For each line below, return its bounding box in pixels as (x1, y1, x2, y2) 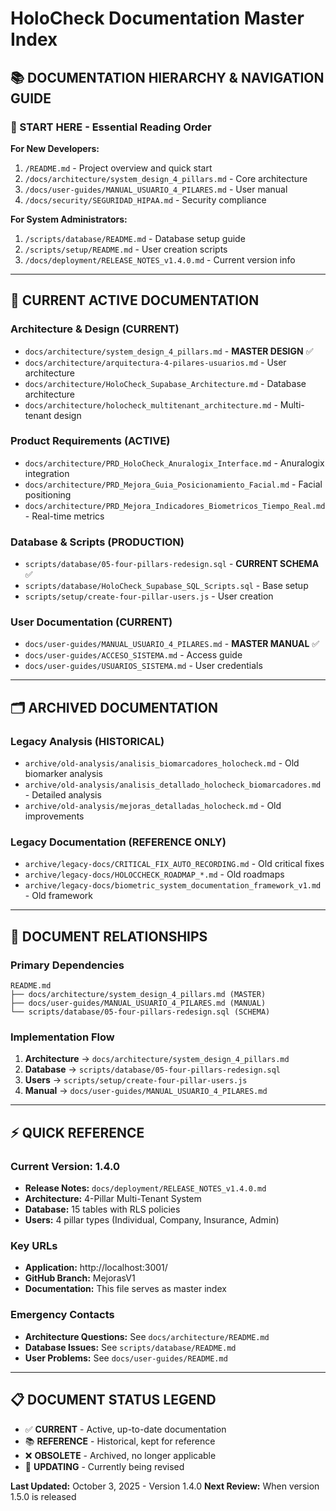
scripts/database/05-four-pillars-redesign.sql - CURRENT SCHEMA (24, 558, 320, 570)
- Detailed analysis (24, 789, 102, 801)
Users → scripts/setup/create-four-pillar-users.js (24, 1074, 248, 1086)
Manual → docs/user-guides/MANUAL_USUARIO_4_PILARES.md (24, 1085, 268, 1097)
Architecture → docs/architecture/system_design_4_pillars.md (24, 1053, 290, 1065)
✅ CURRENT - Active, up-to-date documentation (24, 1423, 227, 1435)
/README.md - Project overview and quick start (24, 162, 213, 174)
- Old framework (24, 890, 94, 902)
